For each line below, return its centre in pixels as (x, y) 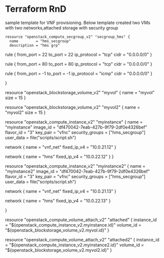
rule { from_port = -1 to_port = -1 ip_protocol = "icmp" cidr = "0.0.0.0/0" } (79, 73)
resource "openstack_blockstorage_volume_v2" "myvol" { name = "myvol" (80, 92)
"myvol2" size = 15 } (25, 112)
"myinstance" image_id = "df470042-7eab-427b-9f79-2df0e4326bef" (76, 127)
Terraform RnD (36, 9)
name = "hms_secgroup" (40, 41)
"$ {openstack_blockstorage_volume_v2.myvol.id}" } (57, 230)
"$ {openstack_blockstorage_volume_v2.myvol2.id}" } (59, 250)
